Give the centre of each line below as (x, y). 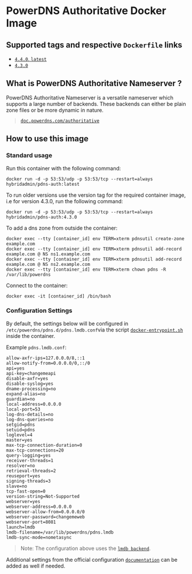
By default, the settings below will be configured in (67, 323)
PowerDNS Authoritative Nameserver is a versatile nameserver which (90, 97)
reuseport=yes (23, 476)
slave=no (17, 486)
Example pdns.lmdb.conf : (36, 347)
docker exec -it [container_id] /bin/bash (59, 296)
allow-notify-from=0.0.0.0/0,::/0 (48, 363)
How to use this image (47, 139)
